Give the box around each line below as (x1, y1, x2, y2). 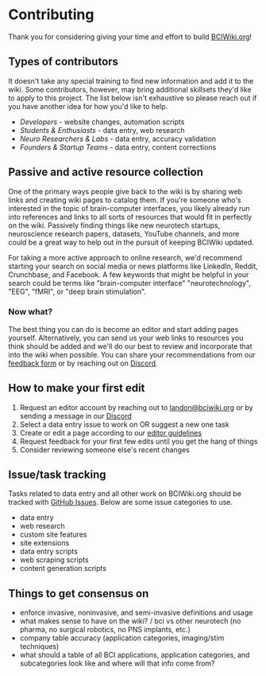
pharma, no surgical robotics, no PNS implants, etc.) (19, 625, 191, 635)
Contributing (8, 6, 94, 24)
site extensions (19, 538, 70, 548)
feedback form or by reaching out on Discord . (8, 358, 158, 368)
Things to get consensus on (8, 587, 149, 600)
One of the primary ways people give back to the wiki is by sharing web (8, 186, 243, 196)
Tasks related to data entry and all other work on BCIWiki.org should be (8, 489, 242, 498)
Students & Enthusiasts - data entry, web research (19, 125, 185, 135)
